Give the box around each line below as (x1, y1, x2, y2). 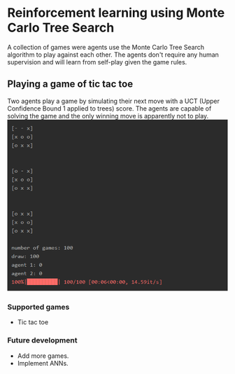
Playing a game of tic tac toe (7, 78, 134, 90)
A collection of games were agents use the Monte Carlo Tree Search (7, 43, 205, 51)
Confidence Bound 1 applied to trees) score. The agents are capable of (7, 104, 212, 113)
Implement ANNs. (17, 359, 69, 367)
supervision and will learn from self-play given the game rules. (7, 57, 187, 66)
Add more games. (17, 352, 69, 360)
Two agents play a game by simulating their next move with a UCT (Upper (7, 97, 220, 105)
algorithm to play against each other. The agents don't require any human (7, 50, 219, 59)
